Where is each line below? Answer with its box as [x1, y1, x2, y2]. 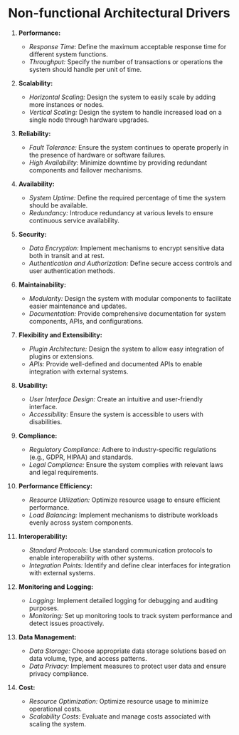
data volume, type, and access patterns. [28, 654, 148, 662]
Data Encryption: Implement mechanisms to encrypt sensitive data [28, 244, 225, 252]
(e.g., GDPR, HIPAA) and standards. [28, 453, 134, 461]
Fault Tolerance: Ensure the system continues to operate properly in [28, 143, 229, 151]
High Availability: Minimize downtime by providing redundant [28, 158, 208, 167]
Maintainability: [18, 280, 67, 289]
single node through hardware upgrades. [28, 115, 149, 124]
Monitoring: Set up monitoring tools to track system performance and [28, 611, 233, 620]
